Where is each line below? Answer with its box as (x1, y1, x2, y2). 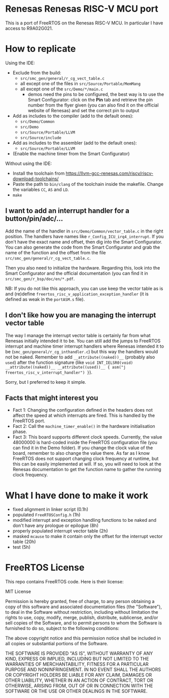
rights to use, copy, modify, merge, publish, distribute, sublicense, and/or (5, 615, 158, 621)
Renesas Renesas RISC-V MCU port (5, 3, 158, 15)
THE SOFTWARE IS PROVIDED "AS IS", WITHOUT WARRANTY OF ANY (5, 650, 153, 656)
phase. (12, 428, 27, 435)
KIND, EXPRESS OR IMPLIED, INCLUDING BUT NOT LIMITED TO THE (5, 656, 149, 662)
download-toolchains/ (12, 176, 59, 182)
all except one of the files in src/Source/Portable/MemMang (20, 80, 141, 86)
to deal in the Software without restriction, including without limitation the (5, 609, 158, 615)
